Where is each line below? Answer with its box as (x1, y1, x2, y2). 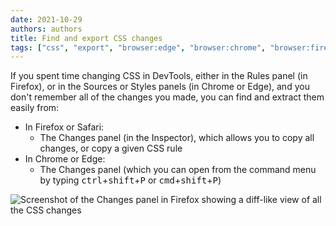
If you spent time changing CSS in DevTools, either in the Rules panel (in (10, 70, 308, 82)
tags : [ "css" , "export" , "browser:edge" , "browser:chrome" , (10, 42, 267, 53)
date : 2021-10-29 (10, 14, 83, 25)
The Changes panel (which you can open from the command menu (39, 164, 317, 176)
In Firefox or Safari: (24, 121, 105, 133)
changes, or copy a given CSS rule (39, 142, 183, 155)
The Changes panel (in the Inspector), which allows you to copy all (39, 132, 315, 144)
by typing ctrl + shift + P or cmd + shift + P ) (39, 174, 222, 186)
